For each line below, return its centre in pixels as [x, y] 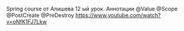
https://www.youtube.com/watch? [118, 15]
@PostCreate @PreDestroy [40, 15]
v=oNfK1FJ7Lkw [27, 22]
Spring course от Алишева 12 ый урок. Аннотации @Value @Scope [92, 9]
